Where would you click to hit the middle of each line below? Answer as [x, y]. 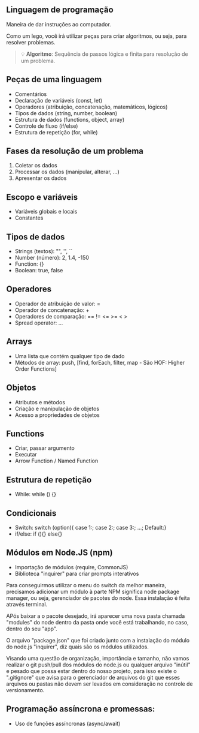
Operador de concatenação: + [52, 310]
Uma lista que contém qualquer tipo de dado [70, 356]
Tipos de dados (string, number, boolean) [66, 113]
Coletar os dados [36, 166]
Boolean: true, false [39, 271]
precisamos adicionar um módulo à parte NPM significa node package [93, 591]
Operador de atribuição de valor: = [57, 304]
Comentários [31, 94]
